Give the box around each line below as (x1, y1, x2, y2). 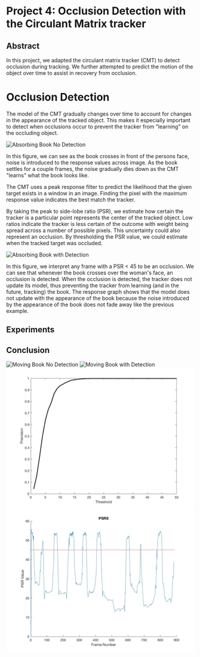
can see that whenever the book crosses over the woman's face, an (6, 269, 173, 276)
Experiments (6, 325, 55, 335)
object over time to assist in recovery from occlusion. (6, 70, 137, 76)
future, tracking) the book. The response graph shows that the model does (6, 288, 190, 295)
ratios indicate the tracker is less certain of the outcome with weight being (6, 220, 189, 227)
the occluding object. (6, 129, 59, 136)
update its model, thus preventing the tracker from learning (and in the (6, 282, 179, 289)
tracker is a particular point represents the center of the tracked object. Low (6, 214, 193, 221)
